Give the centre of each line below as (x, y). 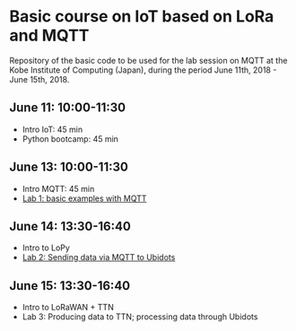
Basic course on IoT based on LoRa (142, 17)
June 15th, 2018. (39, 79)
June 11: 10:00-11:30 (68, 108)
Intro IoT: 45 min (52, 129)
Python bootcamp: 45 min (70, 139)
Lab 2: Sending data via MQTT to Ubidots (99, 257)
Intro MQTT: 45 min (58, 188)
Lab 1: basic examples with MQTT (84, 198)
